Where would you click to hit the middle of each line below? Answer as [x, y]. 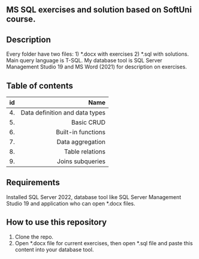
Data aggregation [81, 142]
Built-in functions [81, 132]
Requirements [33, 183]
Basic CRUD [88, 122]
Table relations [85, 152]
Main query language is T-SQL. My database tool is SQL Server [85, 61]
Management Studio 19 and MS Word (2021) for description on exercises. [97, 67]
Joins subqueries [81, 161]
